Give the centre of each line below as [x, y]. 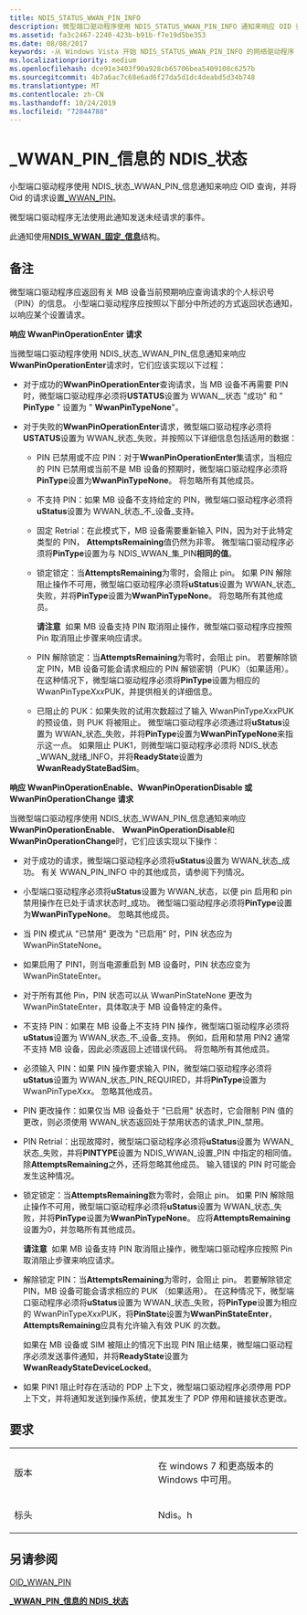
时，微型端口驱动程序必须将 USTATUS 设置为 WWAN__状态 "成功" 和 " [153, 396]
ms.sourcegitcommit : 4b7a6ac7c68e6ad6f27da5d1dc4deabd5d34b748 [132, 78]
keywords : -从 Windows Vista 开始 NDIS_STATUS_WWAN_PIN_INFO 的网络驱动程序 [152, 52]
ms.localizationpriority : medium [73, 60]
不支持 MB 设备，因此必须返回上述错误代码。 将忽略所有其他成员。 [148, 1049]
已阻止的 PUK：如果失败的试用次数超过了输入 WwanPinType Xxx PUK [165, 711]
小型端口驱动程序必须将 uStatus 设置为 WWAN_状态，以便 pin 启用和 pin [157, 891]
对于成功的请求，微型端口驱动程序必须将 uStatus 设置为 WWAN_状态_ [152, 860]
